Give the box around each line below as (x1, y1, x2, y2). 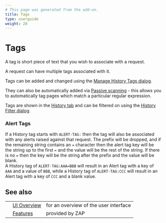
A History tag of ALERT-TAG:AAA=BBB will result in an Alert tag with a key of (5, 163, 154, 169)
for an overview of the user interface (46, 202, 131, 209)
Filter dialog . (5, 108, 31, 114)
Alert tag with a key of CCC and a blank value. (5, 173, 97, 179)
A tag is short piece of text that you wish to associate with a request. (5, 59, 145, 65)
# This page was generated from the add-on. (5, 7, 99, 12)
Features (12, 210, 33, 217)
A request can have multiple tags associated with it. (5, 68, 111, 74)
